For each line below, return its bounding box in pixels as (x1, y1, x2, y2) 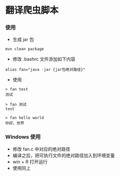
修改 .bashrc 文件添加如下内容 (12, 56, 75, 62)
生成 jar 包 (12, 37, 34, 43)
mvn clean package (5, 47, 44, 52)
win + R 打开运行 (12, 158, 48, 165)
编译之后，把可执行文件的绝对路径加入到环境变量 (12, 152, 115, 158)
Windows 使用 (5, 133, 41, 140)
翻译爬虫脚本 (5, 5, 59, 16)
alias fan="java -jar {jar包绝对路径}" (5, 67, 86, 73)
